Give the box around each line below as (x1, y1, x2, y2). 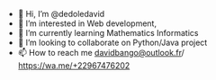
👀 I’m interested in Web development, (17, 18, 157, 29)
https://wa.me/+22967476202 (17, 60, 130, 71)
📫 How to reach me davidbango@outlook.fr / (17, 48, 184, 58)
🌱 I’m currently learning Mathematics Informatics (17, 28, 199, 38)
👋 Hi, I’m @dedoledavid (17, 9, 105, 19)
